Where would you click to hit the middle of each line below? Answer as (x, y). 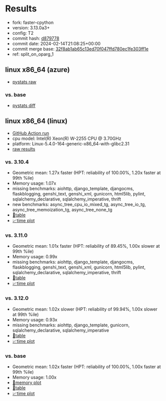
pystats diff (24, 105)
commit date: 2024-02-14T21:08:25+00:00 (56, 43)
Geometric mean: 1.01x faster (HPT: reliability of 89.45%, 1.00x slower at (86, 246)
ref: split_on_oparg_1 (33, 54)
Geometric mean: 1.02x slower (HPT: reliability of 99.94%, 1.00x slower (85, 309)
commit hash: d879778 (36, 38)
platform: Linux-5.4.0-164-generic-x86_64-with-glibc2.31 (71, 144)
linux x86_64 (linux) (36, 121)
